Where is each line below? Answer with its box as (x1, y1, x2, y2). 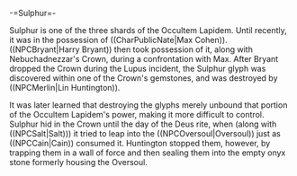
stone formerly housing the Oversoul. (9, 157, 148, 167)
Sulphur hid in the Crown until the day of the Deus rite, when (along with (9, 119, 277, 129)
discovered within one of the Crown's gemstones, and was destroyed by (9, 73, 278, 84)
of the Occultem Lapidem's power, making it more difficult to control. (9, 110, 265, 119)
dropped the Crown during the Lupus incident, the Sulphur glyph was (9, 63, 266, 74)
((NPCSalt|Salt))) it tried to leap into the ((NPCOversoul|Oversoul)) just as (9, 128, 282, 138)
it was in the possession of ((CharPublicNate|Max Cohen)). (9, 35, 228, 45)
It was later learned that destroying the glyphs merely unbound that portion (9, 100, 288, 110)
